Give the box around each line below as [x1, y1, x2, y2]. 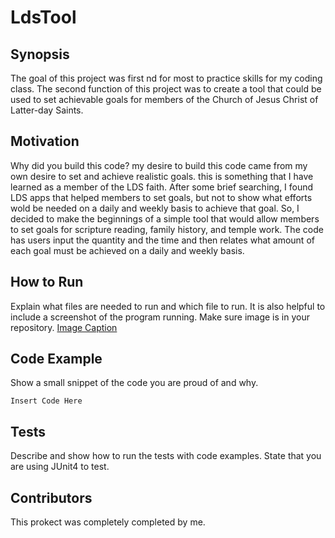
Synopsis [10, 46, 70, 63]
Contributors [10, 489, 93, 506]
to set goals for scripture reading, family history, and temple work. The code [10, 223, 324, 235]
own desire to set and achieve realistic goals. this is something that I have [10, 170, 314, 182]
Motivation [10, 133, 80, 150]
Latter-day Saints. [10, 104, 84, 116]
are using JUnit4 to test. [10, 461, 110, 473]
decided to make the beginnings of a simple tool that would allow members [10, 212, 320, 225]
